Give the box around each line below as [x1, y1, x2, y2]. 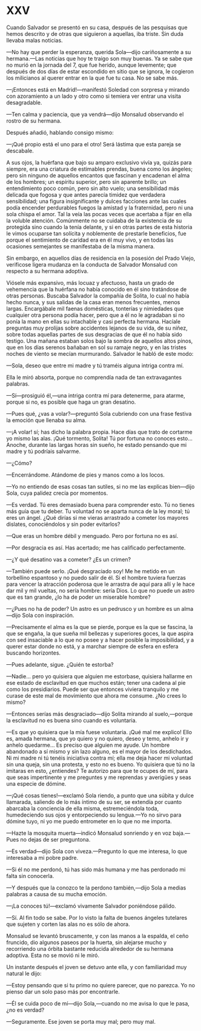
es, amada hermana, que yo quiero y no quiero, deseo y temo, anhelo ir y [6, 735, 189, 742]
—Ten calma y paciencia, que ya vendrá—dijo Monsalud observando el [6, 111, 184, 118]
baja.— [172, 829, 191, 837]
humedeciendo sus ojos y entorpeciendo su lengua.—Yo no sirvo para [6, 811, 182, 818]
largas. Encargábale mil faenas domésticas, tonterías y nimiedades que [6, 305, 184, 312]
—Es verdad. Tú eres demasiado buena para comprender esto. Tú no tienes [6, 501, 195, 508]
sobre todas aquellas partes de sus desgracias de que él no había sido [6, 330, 183, 338]
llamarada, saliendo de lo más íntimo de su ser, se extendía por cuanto [6, 798, 182, 805]
